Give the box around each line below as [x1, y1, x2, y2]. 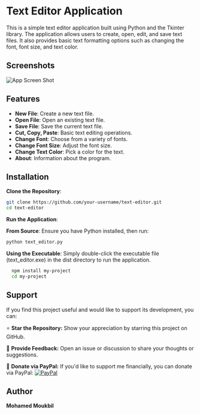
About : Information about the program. [14, 154, 111, 161]
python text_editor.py [6, 239, 63, 245]
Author [6, 386, 33, 397]
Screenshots [6, 61, 55, 71]
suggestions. [6, 351, 38, 358]
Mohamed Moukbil [6, 402, 54, 409]
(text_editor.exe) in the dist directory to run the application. [6, 256, 151, 263]
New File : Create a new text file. [14, 110, 95, 117]
